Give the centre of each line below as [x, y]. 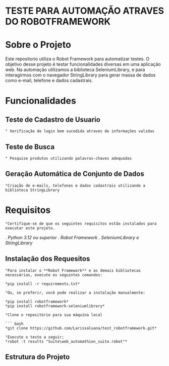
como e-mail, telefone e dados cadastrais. [49, 81]
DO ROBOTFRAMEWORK [58, 22]
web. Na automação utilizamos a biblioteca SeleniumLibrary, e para [75, 70]
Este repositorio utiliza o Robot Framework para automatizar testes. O [77, 59]
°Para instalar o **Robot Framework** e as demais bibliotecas [73, 270]
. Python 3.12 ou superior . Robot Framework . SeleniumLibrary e [72, 237]
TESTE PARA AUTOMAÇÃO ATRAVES [85, 11]
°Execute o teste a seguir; [35, 337]
